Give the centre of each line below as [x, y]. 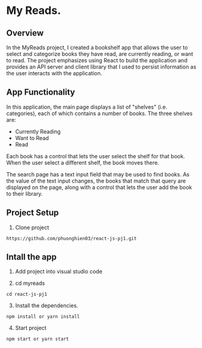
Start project [31, 328]
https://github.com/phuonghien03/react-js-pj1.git [72, 238]
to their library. [25, 193]
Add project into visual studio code [59, 272]
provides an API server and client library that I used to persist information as [101, 67]
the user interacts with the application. [54, 73]
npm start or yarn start [38, 339]
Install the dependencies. [47, 306]
